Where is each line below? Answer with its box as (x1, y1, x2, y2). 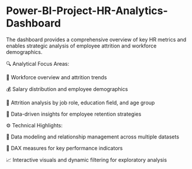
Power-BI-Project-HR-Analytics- (6, 4, 168, 18)
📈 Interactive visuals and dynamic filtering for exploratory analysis (6, 156, 167, 163)
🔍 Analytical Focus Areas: (6, 60, 70, 67)
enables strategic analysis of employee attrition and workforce (6, 42, 157, 49)
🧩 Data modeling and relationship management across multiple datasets (6, 133, 180, 140)
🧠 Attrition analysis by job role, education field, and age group (6, 99, 155, 106)
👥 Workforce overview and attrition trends (6, 73, 107, 80)
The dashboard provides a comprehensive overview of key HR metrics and (6, 36, 187, 43)
